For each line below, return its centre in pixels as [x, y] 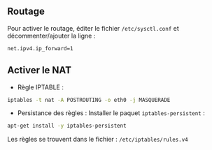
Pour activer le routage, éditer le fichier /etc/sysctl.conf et [93, 28]
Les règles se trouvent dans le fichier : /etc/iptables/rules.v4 [98, 140]
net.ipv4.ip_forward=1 [40, 48]
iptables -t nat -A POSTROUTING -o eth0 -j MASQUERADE [89, 100]
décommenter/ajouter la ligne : [51, 36]
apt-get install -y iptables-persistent [67, 126]
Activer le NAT [40, 70]
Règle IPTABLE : [41, 87]
